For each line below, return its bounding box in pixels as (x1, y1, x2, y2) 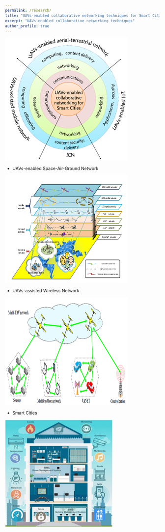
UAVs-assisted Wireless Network (12, 288, 80, 294)
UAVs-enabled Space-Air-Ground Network (12, 166, 99, 171)
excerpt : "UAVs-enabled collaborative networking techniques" (5, 18, 135, 23)
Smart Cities (12, 410, 38, 416)
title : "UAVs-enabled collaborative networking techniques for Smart (5, 13, 151, 18)
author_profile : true (5, 24, 50, 28)
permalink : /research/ (5, 8, 52, 13)
